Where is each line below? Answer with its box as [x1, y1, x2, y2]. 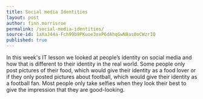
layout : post [6, 15, 39, 21]
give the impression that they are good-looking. [6, 86, 125, 93]
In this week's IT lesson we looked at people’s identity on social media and [6, 54, 192, 61]
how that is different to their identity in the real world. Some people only [6, 60, 185, 67]
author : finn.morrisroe [6, 20, 67, 26]
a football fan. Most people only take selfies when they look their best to [6, 80, 187, 87]
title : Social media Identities [6, 9, 88, 15]
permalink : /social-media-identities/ [6, 26, 104, 32]
